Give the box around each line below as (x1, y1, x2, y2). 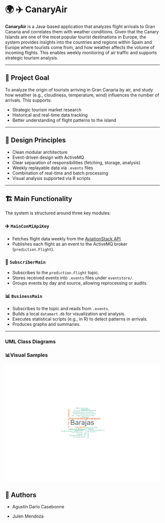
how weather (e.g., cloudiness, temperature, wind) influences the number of (5, 92, 160, 98)
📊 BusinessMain (5, 292, 43, 299)
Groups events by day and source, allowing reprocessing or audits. (12, 280, 148, 286)
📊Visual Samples (5, 352, 48, 359)
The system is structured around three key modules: (5, 210, 111, 216)
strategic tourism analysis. (5, 55, 58, 60)
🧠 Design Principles (5, 136, 66, 145)
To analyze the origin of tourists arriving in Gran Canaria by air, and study (5, 87, 153, 92)
